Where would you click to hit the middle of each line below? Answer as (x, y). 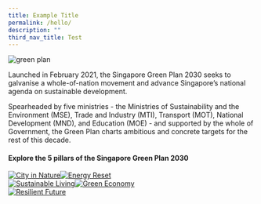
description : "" (34, 30)
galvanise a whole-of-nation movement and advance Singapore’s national (127, 83)
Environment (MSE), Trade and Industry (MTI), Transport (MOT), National (126, 115)
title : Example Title (43, 15)
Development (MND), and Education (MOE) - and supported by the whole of (131, 123)
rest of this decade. (40, 140)
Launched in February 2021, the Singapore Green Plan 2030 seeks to (120, 75)
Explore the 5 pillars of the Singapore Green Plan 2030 (99, 158)
